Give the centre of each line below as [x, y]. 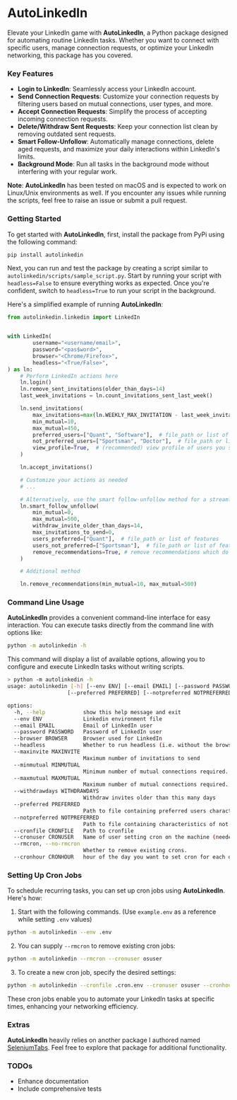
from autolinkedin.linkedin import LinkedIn [74, 317]
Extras [19, 1024]
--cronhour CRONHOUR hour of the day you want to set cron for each [120, 857]
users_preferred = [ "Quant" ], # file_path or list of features [126, 539]
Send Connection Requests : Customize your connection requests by [118, 96]
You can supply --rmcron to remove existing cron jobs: [96, 946]
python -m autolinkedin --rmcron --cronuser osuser [85, 959]
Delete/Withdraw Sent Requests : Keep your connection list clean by [118, 127]
